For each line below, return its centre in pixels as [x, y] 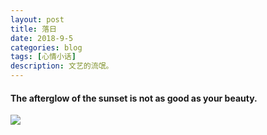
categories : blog [46, 47]
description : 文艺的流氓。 [62, 66]
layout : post [37, 19]
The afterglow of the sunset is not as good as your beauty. [134, 98]
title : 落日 [33, 29]
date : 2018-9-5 [42, 38]
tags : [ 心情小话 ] [43, 57]
